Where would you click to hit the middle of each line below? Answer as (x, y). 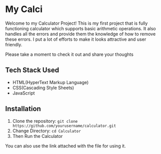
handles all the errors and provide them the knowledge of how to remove (80, 34)
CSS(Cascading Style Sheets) (43, 88)
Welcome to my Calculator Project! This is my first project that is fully (76, 23)
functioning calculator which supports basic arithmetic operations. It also (81, 28)
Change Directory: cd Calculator (47, 131)
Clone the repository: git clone (45, 121)
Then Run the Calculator (38, 136)
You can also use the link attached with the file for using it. (66, 146)
